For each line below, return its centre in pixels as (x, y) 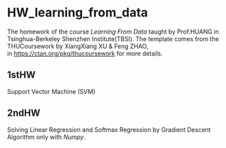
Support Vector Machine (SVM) (51, 91)
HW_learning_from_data (78, 13)
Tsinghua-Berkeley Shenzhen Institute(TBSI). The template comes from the (113, 38)
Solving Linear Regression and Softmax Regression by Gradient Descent (109, 129)
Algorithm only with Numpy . (46, 137)
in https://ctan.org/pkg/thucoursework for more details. (85, 53)
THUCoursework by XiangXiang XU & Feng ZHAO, (78, 46)
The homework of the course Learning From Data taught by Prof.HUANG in (113, 32)
